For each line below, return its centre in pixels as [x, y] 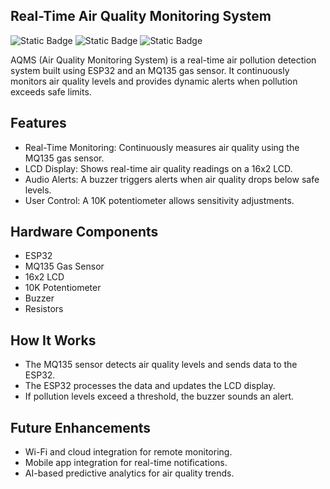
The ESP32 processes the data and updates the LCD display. [150, 386]
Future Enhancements [81, 427]
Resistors [44, 309]
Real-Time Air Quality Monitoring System [141, 16]
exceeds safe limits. [51, 91]
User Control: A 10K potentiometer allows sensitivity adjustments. [159, 200]
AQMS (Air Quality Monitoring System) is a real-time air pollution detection [163, 60]
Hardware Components [84, 232]
